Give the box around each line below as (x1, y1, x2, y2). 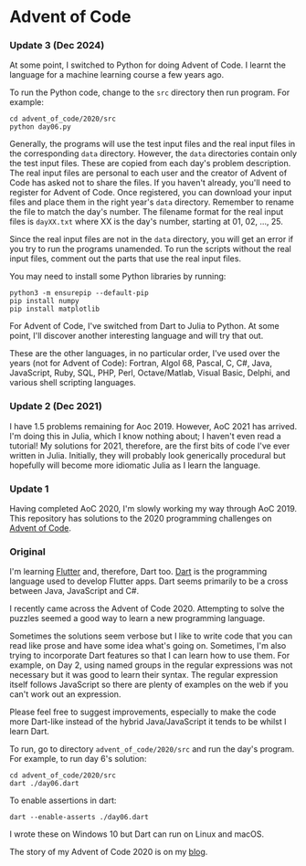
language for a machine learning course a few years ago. (9, 69, 225, 80)
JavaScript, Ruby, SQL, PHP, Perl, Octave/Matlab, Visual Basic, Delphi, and (9, 367, 290, 378)
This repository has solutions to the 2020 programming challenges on (9, 513, 272, 524)
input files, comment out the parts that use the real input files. (9, 253, 242, 264)
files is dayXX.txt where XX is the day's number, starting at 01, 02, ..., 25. (9, 216, 283, 227)
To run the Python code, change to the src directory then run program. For (9, 87, 290, 98)
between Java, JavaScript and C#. (9, 586, 140, 597)
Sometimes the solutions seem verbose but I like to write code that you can (9, 630, 293, 641)
